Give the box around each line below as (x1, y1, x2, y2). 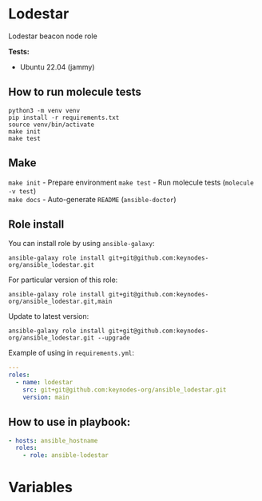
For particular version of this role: (8, 275, 118, 284)
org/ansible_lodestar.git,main (8, 297, 113, 306)
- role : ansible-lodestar (22, 451, 109, 459)
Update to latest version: (8, 312, 89, 321)
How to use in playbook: (8, 416, 131, 429)
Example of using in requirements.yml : (8, 348, 134, 358)
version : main (22, 393, 69, 401)
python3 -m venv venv (8, 106, 81, 114)
